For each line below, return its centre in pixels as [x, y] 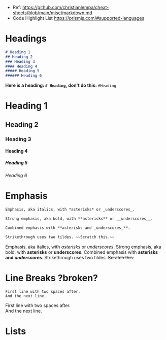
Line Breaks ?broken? [52, 278]
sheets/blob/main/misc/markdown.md [52, 13]
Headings [26, 39]
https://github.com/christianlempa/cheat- [65, 7]
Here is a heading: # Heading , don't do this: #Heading [61, 85]
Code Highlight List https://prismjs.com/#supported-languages [78, 18]
